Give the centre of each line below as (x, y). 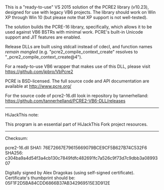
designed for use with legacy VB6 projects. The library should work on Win (81, 12)
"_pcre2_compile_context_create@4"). (44, 57)
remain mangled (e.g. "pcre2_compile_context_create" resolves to (72, 52)
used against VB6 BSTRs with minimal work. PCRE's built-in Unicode (74, 32)
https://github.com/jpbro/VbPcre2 (39, 72)
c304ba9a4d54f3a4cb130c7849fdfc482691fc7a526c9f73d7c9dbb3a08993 (81, 158)
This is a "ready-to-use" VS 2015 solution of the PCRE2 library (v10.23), (77, 7)
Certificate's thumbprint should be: (40, 178)
